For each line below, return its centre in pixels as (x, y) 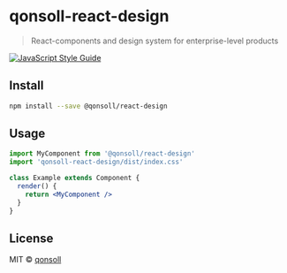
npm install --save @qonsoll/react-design (88, 106)
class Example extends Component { (75, 178)
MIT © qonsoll (35, 260)
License (31, 238)
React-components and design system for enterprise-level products (155, 41)
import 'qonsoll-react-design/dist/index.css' (96, 162)
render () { (37, 186)
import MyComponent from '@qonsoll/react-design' (102, 154)
